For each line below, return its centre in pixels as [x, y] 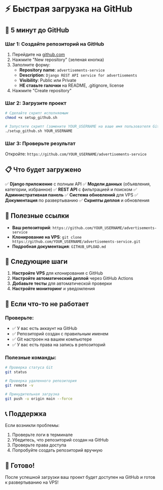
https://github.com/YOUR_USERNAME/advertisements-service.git [76, 242]
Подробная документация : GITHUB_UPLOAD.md [59, 246]
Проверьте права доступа [39, 445]
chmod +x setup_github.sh [31, 118]
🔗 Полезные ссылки [37, 216]
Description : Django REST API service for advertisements [78, 75]
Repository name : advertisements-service [62, 70]
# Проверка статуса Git [29, 368]
